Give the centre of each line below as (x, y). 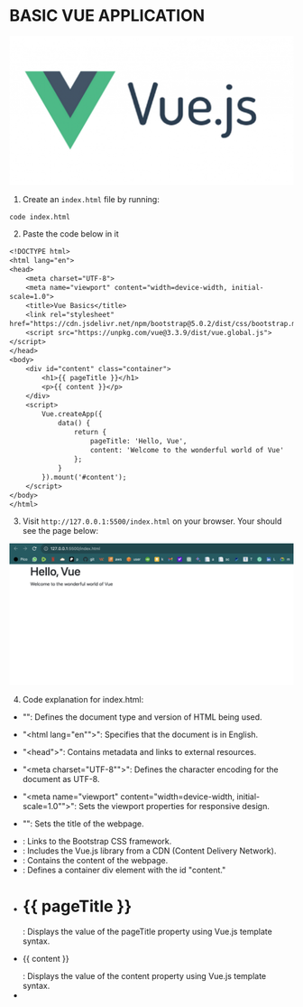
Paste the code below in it (70, 234)
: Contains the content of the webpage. (95, 860)
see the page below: (60, 531)
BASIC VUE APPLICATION (107, 16)
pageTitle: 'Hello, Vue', (138, 442)
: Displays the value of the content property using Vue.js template (144, 975)
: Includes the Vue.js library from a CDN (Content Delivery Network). (149, 851)
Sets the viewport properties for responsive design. (174, 806)
